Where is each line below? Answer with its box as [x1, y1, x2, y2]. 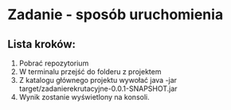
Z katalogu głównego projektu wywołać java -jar [18, 76, 177, 84]
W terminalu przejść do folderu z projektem [18, 67, 162, 77]
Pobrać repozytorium [18, 58, 89, 68]
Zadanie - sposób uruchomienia [7, 6, 224, 24]
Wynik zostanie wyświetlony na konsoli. [18, 92, 150, 101]
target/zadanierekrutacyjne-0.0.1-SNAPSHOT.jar [18, 84, 178, 93]
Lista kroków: [7, 37, 76, 51]
